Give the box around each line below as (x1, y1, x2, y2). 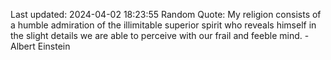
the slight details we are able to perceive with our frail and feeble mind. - (10, 30, 310, 41)
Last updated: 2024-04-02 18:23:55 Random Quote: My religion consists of (10, 9, 322, 20)
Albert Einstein (10, 40, 71, 52)
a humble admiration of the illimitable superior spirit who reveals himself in (10, 19, 317, 31)
